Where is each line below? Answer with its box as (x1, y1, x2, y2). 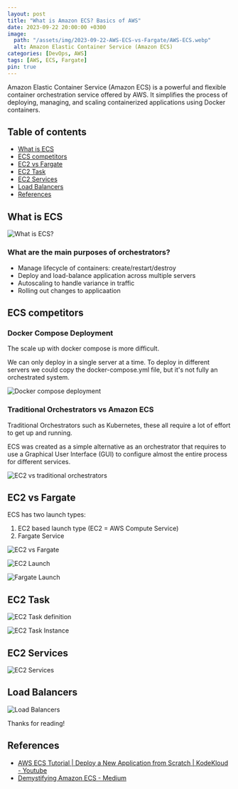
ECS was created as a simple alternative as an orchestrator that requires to (7, 442, 227, 451)
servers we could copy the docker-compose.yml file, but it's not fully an (7, 365, 218, 374)
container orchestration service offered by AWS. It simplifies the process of (7, 90, 228, 99)
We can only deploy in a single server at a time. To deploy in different (7, 358, 210, 367)
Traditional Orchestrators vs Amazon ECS (7, 404, 154, 414)
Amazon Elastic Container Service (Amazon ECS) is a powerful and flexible (7, 82, 227, 91)
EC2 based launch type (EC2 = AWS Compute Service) (17, 524, 179, 533)
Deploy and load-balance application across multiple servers (17, 271, 196, 279)
